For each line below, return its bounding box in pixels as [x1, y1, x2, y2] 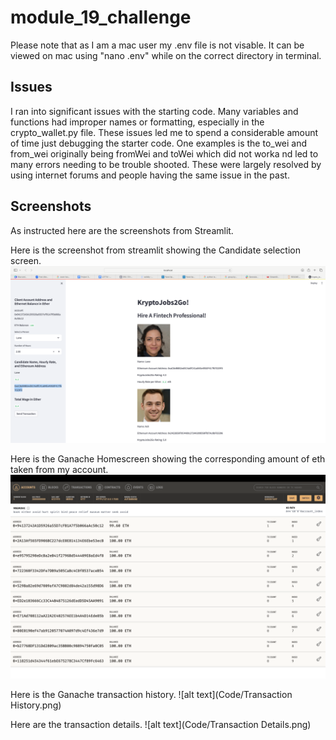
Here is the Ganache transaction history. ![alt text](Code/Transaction [10, 688, 293, 700]
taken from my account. [10, 464, 109, 476]
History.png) [10, 699, 62, 711]
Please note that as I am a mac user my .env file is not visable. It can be [10, 39, 305, 51]
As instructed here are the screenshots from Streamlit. [10, 224, 234, 236]
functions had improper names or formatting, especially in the [10, 116, 265, 128]
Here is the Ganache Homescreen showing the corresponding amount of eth [10, 453, 326, 465]
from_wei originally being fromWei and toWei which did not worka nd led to [10, 147, 319, 160]
